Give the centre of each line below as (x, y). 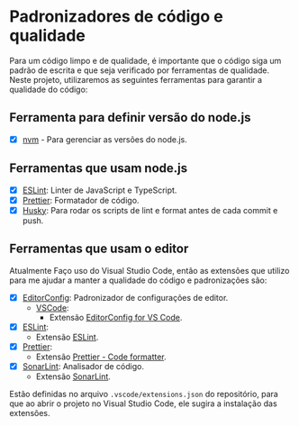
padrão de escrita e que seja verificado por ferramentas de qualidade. (140, 70)
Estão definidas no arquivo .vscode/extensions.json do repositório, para (144, 394)
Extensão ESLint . (67, 337)
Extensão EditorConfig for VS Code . (116, 317)
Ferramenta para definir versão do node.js (130, 118)
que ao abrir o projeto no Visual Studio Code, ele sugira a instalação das (143, 403)
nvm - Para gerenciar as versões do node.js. (104, 139)
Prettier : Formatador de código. (81, 200)
